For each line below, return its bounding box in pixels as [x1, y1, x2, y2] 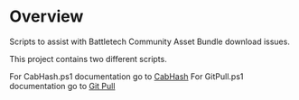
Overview [9, 6, 84, 27]
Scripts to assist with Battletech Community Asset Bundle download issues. [9, 36, 291, 47]
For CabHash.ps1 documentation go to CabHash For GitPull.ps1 [9, 70, 244, 82]
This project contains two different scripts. [9, 53, 167, 64]
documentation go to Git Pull [9, 80, 116, 91]
